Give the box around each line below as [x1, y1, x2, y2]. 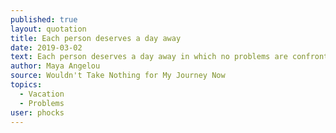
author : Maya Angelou [10, 61, 101, 71]
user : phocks [10, 107, 65, 118]
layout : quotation [10, 24, 87, 34]
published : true [10, 14, 78, 25]
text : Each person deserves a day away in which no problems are [10, 52, 288, 62]
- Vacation [19, 89, 65, 99]
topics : [10, 80, 43, 90]
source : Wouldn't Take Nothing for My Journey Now [10, 71, 226, 81]
